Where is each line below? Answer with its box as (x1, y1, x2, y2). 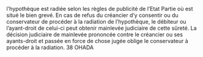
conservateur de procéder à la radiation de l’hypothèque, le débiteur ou (6, 18, 186, 25)
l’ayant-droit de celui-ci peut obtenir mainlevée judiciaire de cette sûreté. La (6, 24, 197, 32)
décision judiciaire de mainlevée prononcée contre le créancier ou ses (6, 31, 183, 38)
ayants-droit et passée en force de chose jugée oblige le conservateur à (6, 38, 188, 44)
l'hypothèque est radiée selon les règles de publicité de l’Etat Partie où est (6, 5, 194, 12)
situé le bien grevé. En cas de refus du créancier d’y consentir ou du (6, 12, 179, 19)
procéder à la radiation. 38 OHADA (6, 44, 94, 51)
